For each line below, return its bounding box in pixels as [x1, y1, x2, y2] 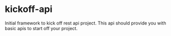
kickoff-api [5, 3, 53, 15]
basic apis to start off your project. [5, 25, 78, 31]
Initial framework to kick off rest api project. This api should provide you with [5, 20, 166, 26]
